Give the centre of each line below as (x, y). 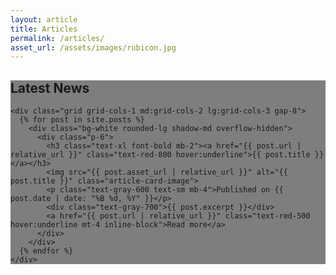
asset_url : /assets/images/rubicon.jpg (93, 47)
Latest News (50, 87)
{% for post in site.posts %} (82, 120)
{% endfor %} (46, 251)
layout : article (44, 19)
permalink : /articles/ (57, 38)
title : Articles (44, 29)
